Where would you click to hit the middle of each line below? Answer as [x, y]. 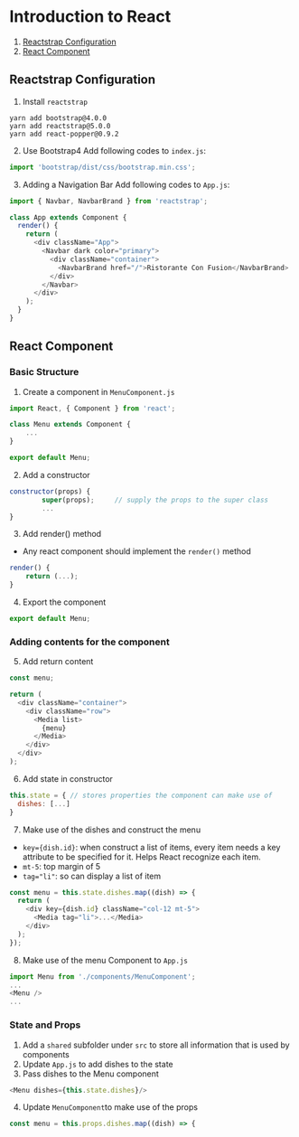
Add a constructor [56, 475]
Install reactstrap [55, 101]
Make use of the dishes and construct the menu [112, 830]
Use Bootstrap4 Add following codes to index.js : [114, 150]
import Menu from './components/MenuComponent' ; [103, 977]
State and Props [45, 1025]
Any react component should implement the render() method [136, 551]
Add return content [58, 662]
